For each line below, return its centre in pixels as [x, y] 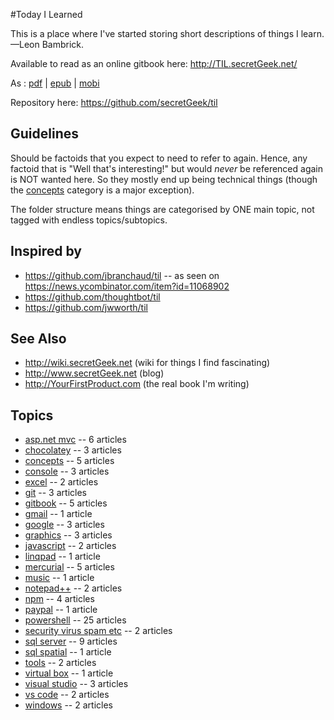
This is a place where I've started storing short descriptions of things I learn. [167, 33]
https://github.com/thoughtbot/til [92, 296]
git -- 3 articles [55, 493]
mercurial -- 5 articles [69, 567]
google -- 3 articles [64, 525]
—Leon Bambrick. [47, 44]
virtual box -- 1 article [69, 673]
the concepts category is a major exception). [102, 190]
